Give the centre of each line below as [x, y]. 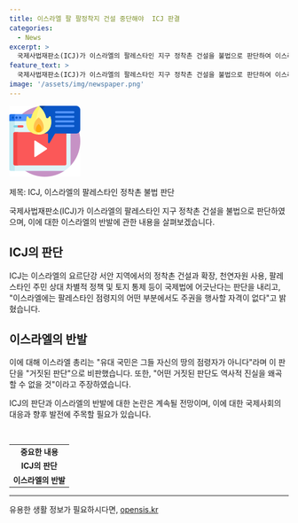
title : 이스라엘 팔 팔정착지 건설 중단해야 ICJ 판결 [94, 19]
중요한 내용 [39, 452]
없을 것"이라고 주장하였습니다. [79, 385]
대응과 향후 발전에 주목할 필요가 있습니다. [80, 414]
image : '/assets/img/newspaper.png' [77, 84]
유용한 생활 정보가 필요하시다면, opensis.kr [84, 510]
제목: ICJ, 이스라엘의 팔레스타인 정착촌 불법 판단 [92, 191]
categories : [31, 28]
